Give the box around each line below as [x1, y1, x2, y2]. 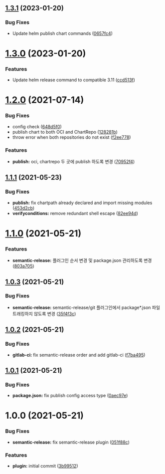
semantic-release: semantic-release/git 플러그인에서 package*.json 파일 [12, 304, 161, 310]
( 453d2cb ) [12, 205, 35, 211]
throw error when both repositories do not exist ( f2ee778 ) [12, 134, 131, 140]
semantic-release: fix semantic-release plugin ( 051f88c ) [12, 439, 130, 445]
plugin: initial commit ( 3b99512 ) [12, 463, 78, 469]
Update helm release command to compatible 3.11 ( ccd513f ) [12, 77, 136, 83]
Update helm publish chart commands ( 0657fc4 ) [12, 30, 113, 36]
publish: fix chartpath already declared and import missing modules [12, 200, 153, 206]
